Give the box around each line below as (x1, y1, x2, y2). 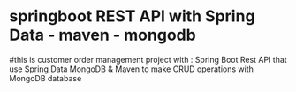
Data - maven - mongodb (9, 25, 196, 45)
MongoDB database (9, 73, 82, 83)
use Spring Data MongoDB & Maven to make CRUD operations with (9, 64, 254, 74)
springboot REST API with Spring (9, 6, 255, 27)
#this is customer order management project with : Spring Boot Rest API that (9, 54, 287, 65)
